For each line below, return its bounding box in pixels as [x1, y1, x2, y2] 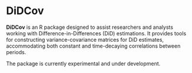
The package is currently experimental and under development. [6, 60, 161, 67]
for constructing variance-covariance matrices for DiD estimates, [6, 36, 164, 43]
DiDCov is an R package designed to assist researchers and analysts [6, 24, 174, 31]
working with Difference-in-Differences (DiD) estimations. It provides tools [6, 29, 187, 36]
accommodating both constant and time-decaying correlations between [6, 42, 181, 49]
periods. [6, 48, 27, 55]
